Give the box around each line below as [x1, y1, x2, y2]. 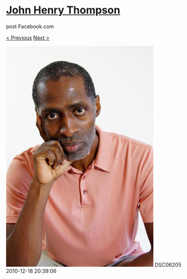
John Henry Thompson [6, 4, 121, 17]
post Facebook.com [6, 23, 54, 30]
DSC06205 [154, 261, 182, 268]
